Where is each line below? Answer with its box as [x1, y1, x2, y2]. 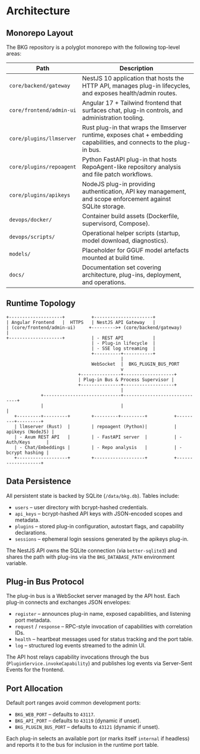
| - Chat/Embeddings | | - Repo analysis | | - [14, 444, 183, 450]
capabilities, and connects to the [82, 138, 173, 147]
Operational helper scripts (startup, [82, 229, 180, 237]
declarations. [14, 529, 47, 536]
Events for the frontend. [6, 666, 64, 674]
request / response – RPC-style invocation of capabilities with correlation [14, 623, 193, 630]
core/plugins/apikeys [9, 192, 70, 198]
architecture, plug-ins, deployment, [82, 271, 182, 279]
